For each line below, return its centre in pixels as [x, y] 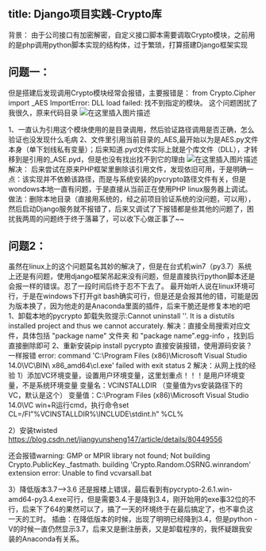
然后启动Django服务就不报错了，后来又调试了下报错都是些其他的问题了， [128, 209]
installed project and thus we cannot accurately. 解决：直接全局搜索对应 [126, 326]
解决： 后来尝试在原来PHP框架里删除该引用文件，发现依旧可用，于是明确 [128, 169]
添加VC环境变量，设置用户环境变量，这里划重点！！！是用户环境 [133, 376]
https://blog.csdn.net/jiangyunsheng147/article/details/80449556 [116, 439]
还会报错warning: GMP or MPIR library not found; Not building [109, 456]
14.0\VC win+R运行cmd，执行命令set [69, 405]
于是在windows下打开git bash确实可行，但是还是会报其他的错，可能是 [137, 297]
